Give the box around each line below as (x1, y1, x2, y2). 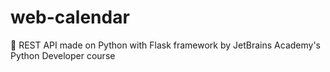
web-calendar (10, 6, 130, 29)
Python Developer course (10, 49, 116, 61)
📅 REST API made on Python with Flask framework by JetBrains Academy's (10, 39, 322, 51)
